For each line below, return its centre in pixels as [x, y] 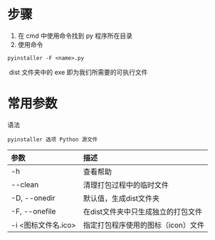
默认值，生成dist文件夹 [121, 198]
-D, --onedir [33, 198]
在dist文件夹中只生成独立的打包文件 [143, 212]
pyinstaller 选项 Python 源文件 [53, 140]
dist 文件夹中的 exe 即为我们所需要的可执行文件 [78, 72]
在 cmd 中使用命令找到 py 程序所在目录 [75, 36]
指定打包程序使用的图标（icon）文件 [144, 225]
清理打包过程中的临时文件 [126, 184]
